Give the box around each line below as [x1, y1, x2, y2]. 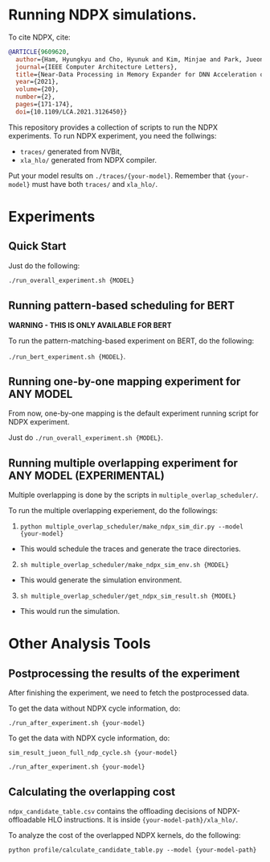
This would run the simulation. [19, 607, 121, 616]
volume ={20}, [15, 85, 59, 93]
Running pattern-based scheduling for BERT [8, 299, 235, 313]
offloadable [8, 814, 47, 824]
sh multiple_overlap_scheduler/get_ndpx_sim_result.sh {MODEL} [19, 592, 237, 601]
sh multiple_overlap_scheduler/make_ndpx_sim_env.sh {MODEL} [19, 562, 230, 570]
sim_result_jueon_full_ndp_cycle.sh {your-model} [8, 749, 178, 757]
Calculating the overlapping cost [8, 785, 175, 798]
